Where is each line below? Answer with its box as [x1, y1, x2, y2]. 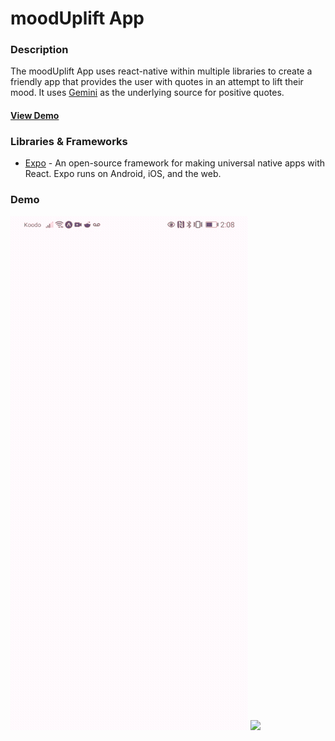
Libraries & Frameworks [10, 135, 128, 148]
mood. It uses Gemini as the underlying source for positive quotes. [10, 87, 285, 99]
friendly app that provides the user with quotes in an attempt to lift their [10, 76, 304, 88]
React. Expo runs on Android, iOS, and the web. [24, 168, 222, 180]
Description [10, 43, 69, 57]
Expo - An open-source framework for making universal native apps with [24, 157, 325, 169]
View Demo [10, 110, 60, 122]
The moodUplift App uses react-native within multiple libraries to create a [10, 65, 313, 77]
